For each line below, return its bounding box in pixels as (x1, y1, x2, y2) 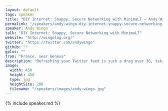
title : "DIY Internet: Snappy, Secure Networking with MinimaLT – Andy (5, 16, 157, 21)
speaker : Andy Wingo (5, 26, 48, 31)
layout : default (5, 7, 39, 12)
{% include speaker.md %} (5, 100, 61, 106)
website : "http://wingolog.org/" (5, 35, 75, 40)
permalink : (5, 21, 28, 26)
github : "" (5, 44, 28, 49)
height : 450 (9, 72, 35, 77)
